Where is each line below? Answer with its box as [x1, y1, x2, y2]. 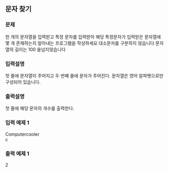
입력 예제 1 [5, 119, 29, 126]
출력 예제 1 [5, 150, 29, 157]
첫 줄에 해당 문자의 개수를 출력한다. [5, 105, 75, 111]
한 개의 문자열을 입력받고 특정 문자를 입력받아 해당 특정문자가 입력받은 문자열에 [5, 33, 161, 39]
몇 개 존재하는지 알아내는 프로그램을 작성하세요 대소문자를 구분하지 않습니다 [5, 40, 155, 46]
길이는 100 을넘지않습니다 [14, 46, 66, 52]
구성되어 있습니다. [5, 79, 41, 85]
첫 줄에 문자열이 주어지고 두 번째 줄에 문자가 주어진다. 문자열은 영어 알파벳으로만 [5, 72, 164, 78]
